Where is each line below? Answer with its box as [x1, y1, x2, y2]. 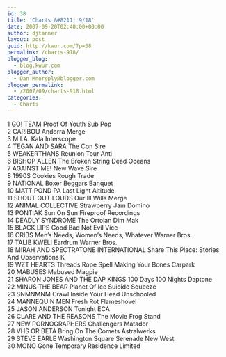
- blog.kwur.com [13, 62, 60, 69]
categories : [7, 95, 42, 102]
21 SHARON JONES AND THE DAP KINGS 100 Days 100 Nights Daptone [7, 275, 213, 283]
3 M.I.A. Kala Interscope [7, 134, 76, 143]
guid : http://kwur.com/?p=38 [7, 42, 92, 49]
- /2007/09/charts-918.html [13, 88, 95, 95]
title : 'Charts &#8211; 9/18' [7, 17, 95, 24]
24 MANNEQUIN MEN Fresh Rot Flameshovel [7, 297, 137, 306]
